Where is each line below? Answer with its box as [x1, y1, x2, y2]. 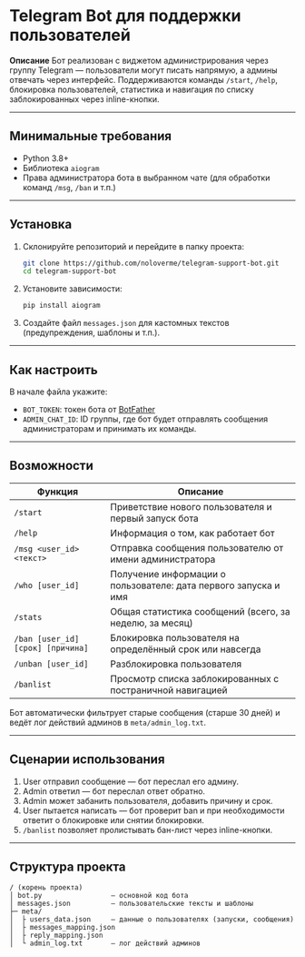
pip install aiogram [22, 301, 101, 311]
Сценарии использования [9, 752, 165, 768]
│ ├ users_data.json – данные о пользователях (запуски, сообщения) [9, 915, 295, 924]
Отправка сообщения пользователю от [110, 541, 284, 554]
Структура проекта [9, 860, 126, 875]
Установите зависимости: [22, 283, 123, 294]
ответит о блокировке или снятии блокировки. [22, 814, 204, 825]
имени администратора [110, 553, 216, 565]
